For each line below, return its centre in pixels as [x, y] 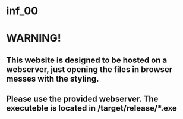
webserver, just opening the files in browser [89, 69]
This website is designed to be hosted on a [87, 60]
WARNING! [34, 38]
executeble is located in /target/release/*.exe [91, 108]
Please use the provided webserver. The [82, 99]
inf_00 [22, 11]
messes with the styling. [53, 79]
